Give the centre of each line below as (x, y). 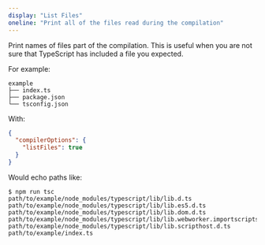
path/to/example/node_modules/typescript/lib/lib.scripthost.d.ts (119, 226)
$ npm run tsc (32, 191)
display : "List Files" (45, 15)
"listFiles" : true (52, 148)
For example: (30, 69)
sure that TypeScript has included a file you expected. (96, 54)
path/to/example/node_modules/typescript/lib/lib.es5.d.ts (107, 206)
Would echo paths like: (45, 177)
